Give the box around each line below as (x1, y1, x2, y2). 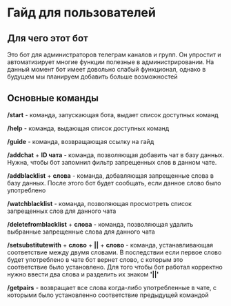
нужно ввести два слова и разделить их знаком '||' (7, 270, 159, 278)
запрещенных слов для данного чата (7, 207, 117, 215)
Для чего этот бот (7, 32, 88, 44)
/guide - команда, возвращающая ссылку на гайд (7, 137, 154, 145)
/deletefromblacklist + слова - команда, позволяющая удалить (7, 220, 194, 228)
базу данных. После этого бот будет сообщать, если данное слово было (7, 178, 221, 187)
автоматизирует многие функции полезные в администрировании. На (7, 58, 214, 66)
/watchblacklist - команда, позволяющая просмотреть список (7, 199, 192, 207)
